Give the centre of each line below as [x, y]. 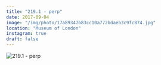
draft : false [22, 39]
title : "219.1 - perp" [34, 12]
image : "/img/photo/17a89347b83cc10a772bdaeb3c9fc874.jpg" [81, 22]
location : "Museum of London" [44, 28]
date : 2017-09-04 [28, 17]
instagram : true [26, 34]
